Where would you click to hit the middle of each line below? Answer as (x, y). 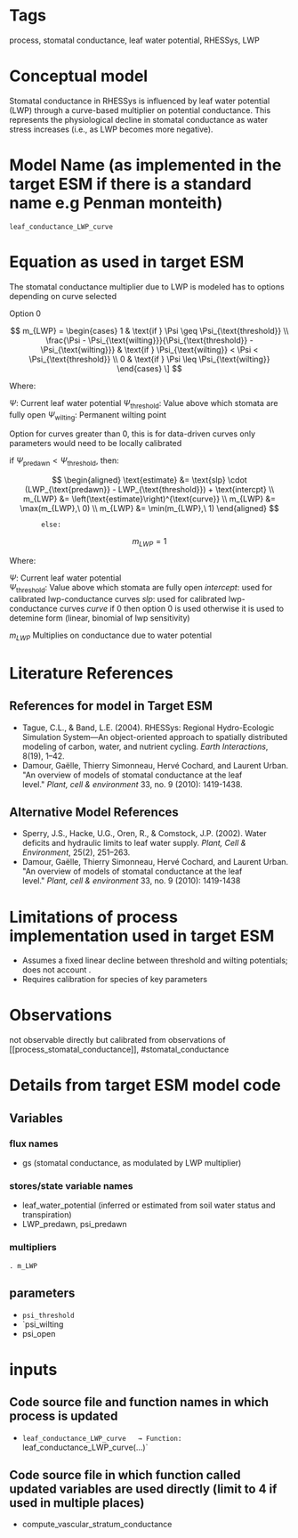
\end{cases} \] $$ (149, 368)
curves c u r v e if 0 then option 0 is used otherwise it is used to (172, 608)
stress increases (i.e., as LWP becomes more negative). (111, 129)
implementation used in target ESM (142, 936)
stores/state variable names (71, 1186)
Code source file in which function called (125, 1475)
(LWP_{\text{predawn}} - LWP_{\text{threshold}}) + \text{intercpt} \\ (149, 490)
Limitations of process (93, 917)
